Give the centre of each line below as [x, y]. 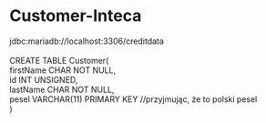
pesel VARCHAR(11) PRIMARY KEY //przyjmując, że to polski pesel [133, 99]
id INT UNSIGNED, [44, 79]
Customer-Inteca [76, 16]
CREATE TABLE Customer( [59, 60]
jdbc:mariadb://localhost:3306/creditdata [87, 41]
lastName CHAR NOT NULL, [62, 89]
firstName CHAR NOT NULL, [63, 70]
